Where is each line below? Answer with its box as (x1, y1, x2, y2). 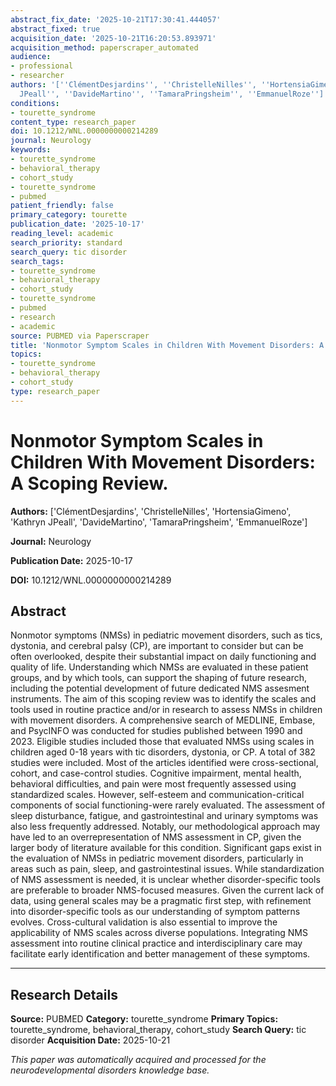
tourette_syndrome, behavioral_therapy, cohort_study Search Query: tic (10, 1024, 307, 1036)
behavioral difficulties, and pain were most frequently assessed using (10, 778, 297, 790)
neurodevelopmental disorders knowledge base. (10, 1064, 210, 1076)
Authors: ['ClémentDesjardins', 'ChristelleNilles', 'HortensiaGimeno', (10, 505, 292, 517)
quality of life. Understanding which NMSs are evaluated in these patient (10, 661, 309, 673)
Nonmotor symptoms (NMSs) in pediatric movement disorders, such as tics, (10, 629, 323, 641)
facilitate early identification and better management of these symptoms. (10, 948, 311, 960)
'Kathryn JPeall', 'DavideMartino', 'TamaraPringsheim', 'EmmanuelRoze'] (10, 516, 308, 528)
